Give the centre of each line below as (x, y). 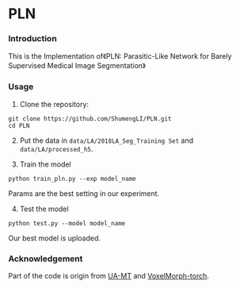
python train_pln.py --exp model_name (72, 179)
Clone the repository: (54, 104)
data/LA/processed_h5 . (56, 148)
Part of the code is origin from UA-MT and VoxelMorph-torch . (109, 276)
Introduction (32, 39)
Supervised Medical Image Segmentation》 (77, 66)
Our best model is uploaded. (55, 238)
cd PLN (19, 125)
